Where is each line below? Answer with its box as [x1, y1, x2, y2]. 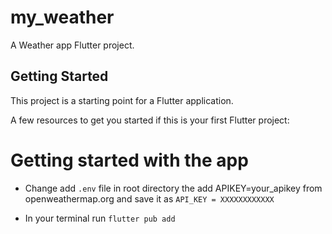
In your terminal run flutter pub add [24, 212, 176, 224]
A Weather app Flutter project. [10, 39, 135, 51]
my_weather [10, 6, 115, 29]
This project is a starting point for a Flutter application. [10, 94, 234, 106]
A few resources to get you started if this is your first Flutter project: [10, 114, 290, 126]
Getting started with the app [10, 149, 249, 171]
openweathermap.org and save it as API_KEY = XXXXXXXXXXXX [24, 192, 275, 205]
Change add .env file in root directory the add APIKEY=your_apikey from [24, 182, 323, 194]
